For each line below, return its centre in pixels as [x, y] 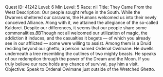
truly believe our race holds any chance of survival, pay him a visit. [72, 64]
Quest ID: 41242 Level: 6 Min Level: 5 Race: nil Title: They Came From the [79, 7]
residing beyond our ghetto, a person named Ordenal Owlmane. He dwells [79, 48]
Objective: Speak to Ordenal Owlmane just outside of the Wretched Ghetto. [80, 69]
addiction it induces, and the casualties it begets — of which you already [78, 38]
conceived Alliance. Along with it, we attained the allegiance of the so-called [82, 22]
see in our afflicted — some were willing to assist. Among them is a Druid [78, 43]
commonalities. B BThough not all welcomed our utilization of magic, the [76, 33]
